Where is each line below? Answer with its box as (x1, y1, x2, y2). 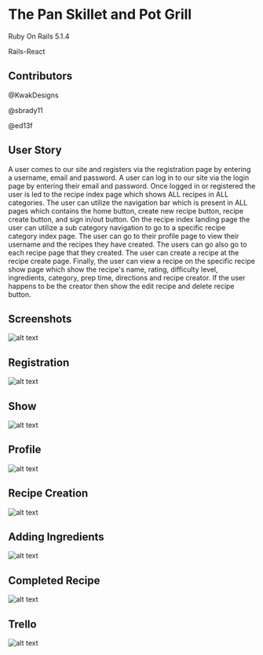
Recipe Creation (8, 487, 89, 500)
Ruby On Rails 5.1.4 (8, 31, 70, 41)
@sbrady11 (8, 105, 43, 115)
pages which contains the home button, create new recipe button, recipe (8, 206, 244, 215)
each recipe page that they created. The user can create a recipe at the (8, 247, 239, 257)
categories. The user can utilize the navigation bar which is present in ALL (8, 198, 248, 207)
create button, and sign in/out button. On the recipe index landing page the (8, 214, 250, 224)
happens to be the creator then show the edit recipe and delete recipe (8, 281, 235, 291)
